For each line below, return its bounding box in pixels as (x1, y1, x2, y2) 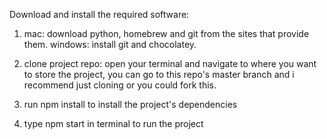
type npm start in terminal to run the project (23, 118, 204, 129)
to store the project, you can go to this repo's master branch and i (23, 69, 295, 80)
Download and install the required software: (9, 9, 190, 20)
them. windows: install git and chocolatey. (23, 39, 197, 50)
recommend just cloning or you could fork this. (23, 79, 217, 91)
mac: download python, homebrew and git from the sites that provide (23, 28, 310, 39)
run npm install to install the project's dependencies (23, 99, 238, 110)
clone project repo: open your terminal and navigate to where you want (23, 58, 317, 69)
